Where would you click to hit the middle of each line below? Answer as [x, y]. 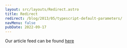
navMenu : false [20, 23]
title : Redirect [21, 14]
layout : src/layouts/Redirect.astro [42, 9]
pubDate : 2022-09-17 [26, 27]
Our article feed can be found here [40, 41]
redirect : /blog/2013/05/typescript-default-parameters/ [64, 18]
